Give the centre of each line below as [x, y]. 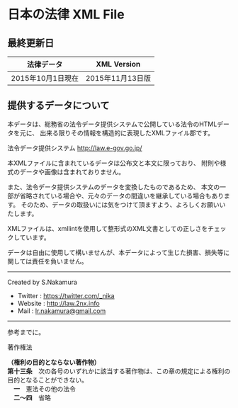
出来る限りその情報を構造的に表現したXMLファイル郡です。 [127, 132]
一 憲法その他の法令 [45, 389]
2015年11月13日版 [118, 78]
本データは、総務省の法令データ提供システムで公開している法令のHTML [112, 124]
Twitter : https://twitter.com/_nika [66, 295]
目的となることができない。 [48, 380]
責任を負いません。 [59, 261]
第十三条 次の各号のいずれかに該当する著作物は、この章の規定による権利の [119, 371]
